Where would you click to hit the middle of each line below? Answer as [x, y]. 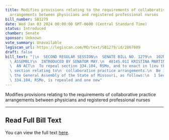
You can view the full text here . [37, 132]
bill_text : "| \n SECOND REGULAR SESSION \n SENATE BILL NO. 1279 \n [78, 57]
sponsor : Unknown [23, 38]
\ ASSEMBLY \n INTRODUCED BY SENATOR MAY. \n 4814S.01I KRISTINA [80, 61]
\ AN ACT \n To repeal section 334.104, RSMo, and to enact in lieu [84, 66]
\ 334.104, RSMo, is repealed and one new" [56, 80]
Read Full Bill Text [33, 121]
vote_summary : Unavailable [33, 43]
